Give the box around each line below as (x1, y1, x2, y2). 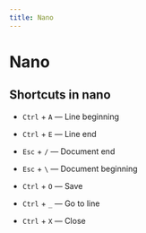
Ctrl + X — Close (21, 215, 87, 226)
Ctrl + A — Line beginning (21, 111, 119, 122)
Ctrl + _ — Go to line (21, 198, 100, 209)
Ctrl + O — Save (21, 180, 83, 191)
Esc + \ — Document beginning (21, 163, 138, 174)
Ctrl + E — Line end (21, 128, 97, 139)
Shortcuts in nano (9, 87, 111, 103)
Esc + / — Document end (21, 145, 116, 157)
